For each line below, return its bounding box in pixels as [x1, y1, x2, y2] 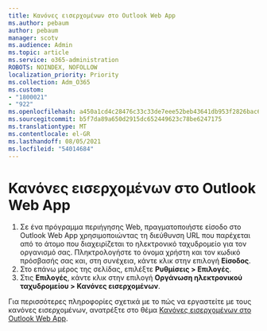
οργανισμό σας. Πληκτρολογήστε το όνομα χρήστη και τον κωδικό [19, 247, 241, 257]
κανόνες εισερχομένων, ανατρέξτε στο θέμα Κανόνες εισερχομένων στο [8, 306, 252, 315]
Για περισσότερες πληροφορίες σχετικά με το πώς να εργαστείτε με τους [8, 297, 252, 306]
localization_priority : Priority [8, 71, 119, 79]
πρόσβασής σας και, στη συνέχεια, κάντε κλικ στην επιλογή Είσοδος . [19, 256, 252, 266]
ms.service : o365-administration [8, 56, 119, 64]
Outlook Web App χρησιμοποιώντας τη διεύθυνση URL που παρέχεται [19, 231, 251, 240]
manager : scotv [8, 33, 59, 42]
